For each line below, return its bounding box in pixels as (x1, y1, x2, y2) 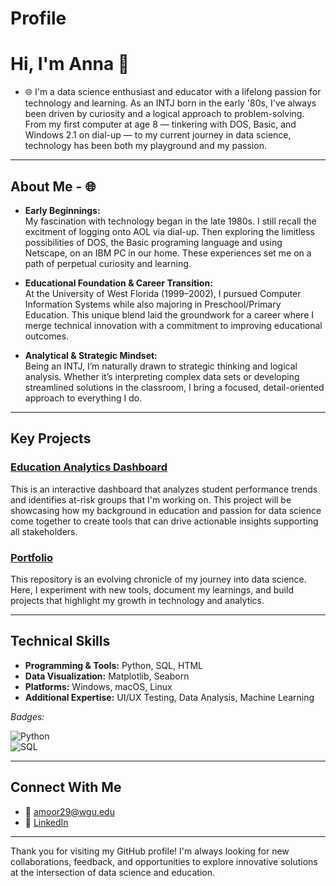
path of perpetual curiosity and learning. (24, 257, 192, 269)
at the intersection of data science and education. (10, 866, 216, 878)
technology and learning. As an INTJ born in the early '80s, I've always (24, 97, 317, 109)
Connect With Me (10, 779, 122, 796)
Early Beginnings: (24, 204, 101, 216)
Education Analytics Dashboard (10, 460, 168, 474)
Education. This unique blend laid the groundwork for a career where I (24, 308, 314, 321)
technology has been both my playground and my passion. (24, 140, 267, 152)
